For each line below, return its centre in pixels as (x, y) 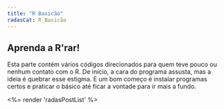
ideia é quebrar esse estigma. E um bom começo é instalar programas (107, 79)
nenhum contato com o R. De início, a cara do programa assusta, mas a (109, 72)
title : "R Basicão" (35, 13)
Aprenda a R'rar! (44, 48)
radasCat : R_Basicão (37, 20)
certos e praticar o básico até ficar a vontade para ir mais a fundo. (102, 86)
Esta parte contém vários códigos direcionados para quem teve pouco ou (112, 65)
